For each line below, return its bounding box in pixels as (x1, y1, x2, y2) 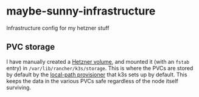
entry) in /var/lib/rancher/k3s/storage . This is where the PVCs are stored (6, 64, 194, 72)
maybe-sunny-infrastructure (6, 4, 156, 18)
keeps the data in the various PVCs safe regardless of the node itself (6, 77, 178, 84)
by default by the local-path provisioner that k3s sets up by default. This (6, 71, 187, 78)
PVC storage (6, 42, 55, 52)
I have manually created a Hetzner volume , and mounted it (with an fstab (6, 58, 190, 65)
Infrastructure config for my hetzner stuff (6, 24, 110, 32)
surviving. (6, 84, 32, 91)
